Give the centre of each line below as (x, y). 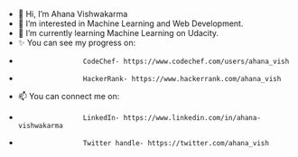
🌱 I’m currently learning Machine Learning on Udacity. (118, 33)
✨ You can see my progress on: (77, 42)
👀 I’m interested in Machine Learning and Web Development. (130, 23)
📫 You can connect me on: (69, 96)
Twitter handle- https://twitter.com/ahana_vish (176, 143)
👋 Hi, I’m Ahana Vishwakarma (73, 14)
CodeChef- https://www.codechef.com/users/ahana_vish (186, 61)
